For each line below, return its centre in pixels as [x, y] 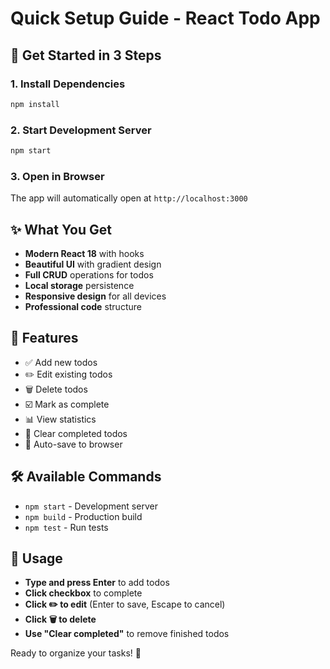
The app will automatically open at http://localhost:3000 [129, 198]
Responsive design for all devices [95, 296]
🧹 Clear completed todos [76, 433]
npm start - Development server [91, 506]
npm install [35, 104]
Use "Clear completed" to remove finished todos [127, 634]
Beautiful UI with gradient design [93, 264]
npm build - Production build [83, 516]
